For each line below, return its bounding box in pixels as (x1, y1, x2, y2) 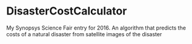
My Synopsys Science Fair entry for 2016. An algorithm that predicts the (6, 24, 187, 31)
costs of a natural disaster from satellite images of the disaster (6, 30, 162, 37)
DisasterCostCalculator (6, 4, 127, 18)
